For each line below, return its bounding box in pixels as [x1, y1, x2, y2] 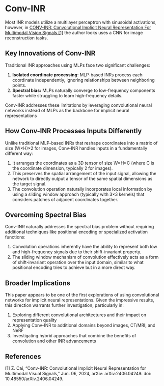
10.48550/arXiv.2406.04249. [5, 376, 64, 382]
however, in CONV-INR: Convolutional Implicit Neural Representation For [5, 24, 151, 30]
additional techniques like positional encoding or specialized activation [5, 229, 148, 235]
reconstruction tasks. [5, 35, 48, 41]
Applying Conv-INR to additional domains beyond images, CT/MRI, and [12, 323, 156, 328]
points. [12, 82, 27, 88]
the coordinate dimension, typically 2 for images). [12, 165, 113, 171]
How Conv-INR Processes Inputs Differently [5, 127, 142, 135]
